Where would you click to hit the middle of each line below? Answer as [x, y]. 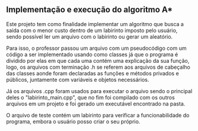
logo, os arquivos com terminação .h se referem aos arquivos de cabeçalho [98, 67]
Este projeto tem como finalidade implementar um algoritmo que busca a [95, 24]
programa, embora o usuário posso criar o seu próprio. [73, 122]
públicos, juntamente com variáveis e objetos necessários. [78, 79]
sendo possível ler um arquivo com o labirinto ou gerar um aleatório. [90, 36]
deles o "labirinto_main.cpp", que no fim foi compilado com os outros [90, 97]
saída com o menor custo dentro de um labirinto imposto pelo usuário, [92, 30]
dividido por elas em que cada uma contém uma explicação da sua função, [98, 60]
